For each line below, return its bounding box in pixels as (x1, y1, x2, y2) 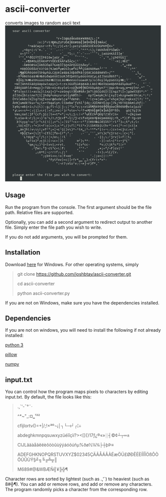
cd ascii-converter (17, 281, 55, 287)
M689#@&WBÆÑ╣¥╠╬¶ (17, 466, 68, 472)
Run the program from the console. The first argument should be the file (5, 204, 152, 210)
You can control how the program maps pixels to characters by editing (5, 389, 148, 395)
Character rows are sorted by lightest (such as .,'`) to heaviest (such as (5, 476, 150, 482)
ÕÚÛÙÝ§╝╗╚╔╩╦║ (17, 457, 58, 463)
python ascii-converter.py (17, 290, 70, 296)
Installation (5, 248, 41, 257)
